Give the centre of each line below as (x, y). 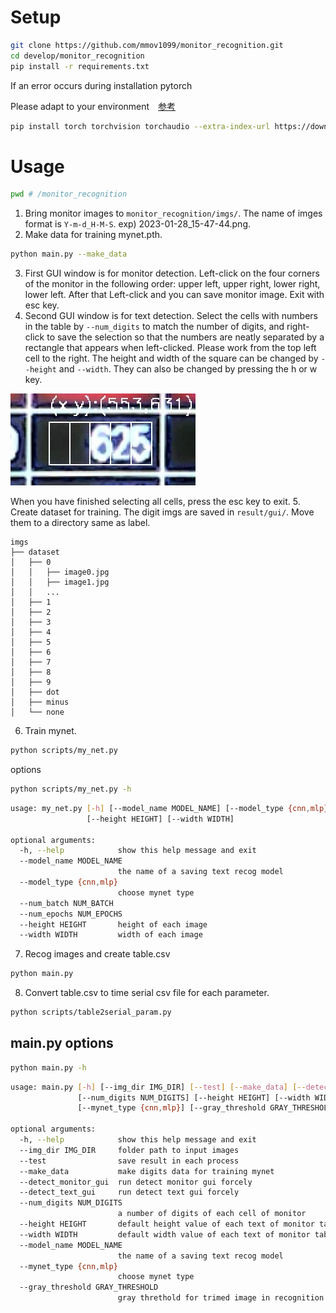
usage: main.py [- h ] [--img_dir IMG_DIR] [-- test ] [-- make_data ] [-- (158, 1087)
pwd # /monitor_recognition (69, 194)
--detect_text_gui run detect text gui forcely (129, 1192)
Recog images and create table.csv (97, 954)
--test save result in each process (129, 1161)
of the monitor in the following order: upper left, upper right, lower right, (172, 284)
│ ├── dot (35, 692)
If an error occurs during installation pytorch (101, 85)
